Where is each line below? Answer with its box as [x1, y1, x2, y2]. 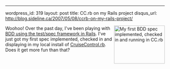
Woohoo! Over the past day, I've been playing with [5, 25, 110, 31]
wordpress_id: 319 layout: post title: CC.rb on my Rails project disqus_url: [5, 10, 157, 16]
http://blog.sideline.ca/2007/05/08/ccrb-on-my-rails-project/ [5, 16, 133, 21]
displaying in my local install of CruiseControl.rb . [5, 42, 106, 47]
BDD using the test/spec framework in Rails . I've [5, 31, 106, 37]
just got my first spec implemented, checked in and [5, 36, 112, 42]
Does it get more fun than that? [5, 47, 70, 53]
